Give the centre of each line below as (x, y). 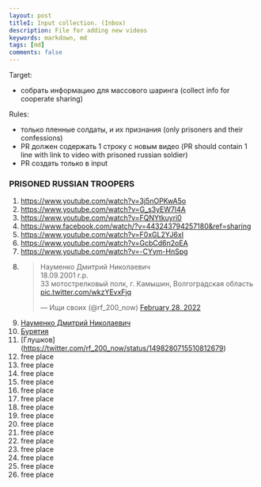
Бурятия (34, 332)
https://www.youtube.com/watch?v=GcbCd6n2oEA (104, 243)
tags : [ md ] (27, 45)
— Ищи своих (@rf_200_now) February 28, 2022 (120, 308)
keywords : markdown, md (48, 38)
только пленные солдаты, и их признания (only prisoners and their (132, 129)
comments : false (36, 52)
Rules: (19, 114)
